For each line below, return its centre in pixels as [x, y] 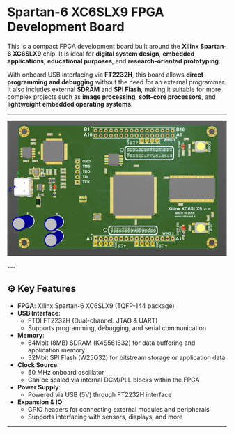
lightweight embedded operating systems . [70, 104]
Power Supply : [39, 387]
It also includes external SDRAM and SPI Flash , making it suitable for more [114, 89]
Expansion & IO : [40, 402]
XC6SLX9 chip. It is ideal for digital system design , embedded [104, 54]
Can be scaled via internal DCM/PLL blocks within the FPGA [114, 380]
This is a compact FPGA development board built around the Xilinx [103, 46]
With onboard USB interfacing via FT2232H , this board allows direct [106, 75]
